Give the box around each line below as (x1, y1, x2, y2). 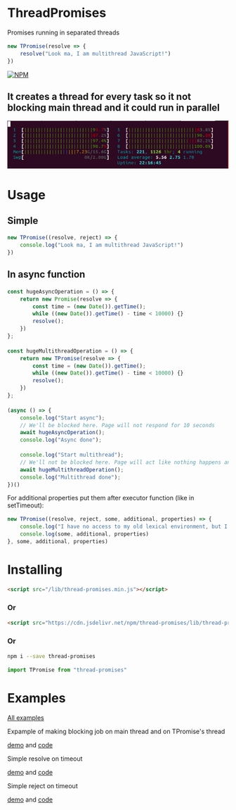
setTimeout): (7, 501, 44, 510)
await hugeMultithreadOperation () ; (20, 466, 124, 473)
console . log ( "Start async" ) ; (20, 414, 105, 422)
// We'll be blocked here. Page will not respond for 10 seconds (20, 422, 216, 429)
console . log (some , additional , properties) (20, 531, 150, 538)
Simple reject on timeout (7, 781, 79, 790)
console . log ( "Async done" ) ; (20, 436, 102, 444)
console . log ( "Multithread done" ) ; (20, 474, 121, 481)
